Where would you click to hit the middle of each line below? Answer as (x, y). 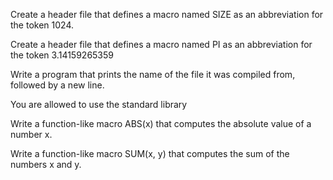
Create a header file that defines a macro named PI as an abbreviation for (161, 44)
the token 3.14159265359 (62, 55)
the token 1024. (42, 25)
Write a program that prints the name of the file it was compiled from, (153, 74)
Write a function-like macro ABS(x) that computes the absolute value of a (161, 123)
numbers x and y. (46, 164)
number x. (31, 134)
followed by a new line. (57, 85)
